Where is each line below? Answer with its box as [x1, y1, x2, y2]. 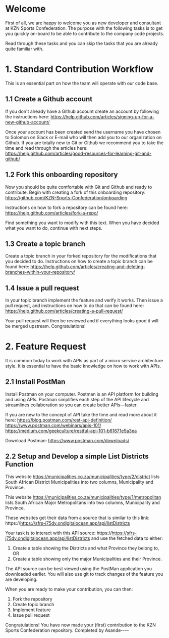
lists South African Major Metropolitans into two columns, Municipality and [5, 499, 160, 505]
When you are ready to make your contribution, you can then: [5, 586, 133, 592]
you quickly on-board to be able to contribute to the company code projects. [5, 30, 164, 36]
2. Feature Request [5, 341, 86, 352]
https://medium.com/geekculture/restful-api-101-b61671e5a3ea [5, 428, 137, 434]
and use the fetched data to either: [91, 535, 163, 541]
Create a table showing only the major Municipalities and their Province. [12, 556, 162, 562]
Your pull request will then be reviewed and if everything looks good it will [5, 318, 159, 324]
